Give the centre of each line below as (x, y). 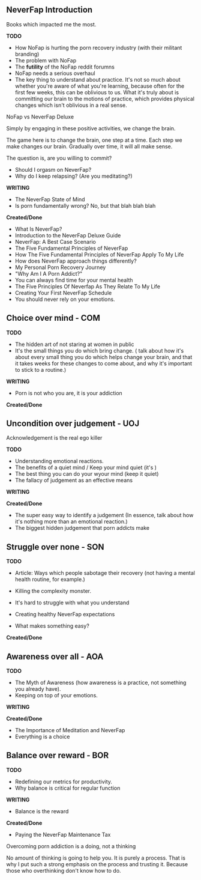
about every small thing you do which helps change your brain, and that (103, 357)
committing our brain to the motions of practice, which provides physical (105, 99)
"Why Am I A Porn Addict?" (49, 273)
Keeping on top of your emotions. (56, 696)
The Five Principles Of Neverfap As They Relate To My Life (88, 286)
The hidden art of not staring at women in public (74, 344)
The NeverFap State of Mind (50, 199)
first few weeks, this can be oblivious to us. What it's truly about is (97, 92)
